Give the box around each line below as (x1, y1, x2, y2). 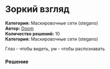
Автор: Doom (5, 25, 34, 31)
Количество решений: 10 (5, 30, 60, 36)
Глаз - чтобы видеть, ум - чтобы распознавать (5, 45, 105, 51)
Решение (5, 58, 29, 65)
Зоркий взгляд (5, 3, 70, 15)
